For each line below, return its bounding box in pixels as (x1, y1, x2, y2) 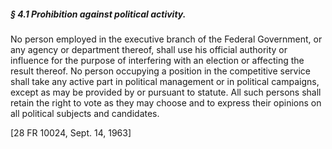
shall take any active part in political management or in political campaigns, (10, 75, 320, 87)
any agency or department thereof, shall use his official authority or (10, 43, 288, 55)
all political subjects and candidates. (10, 107, 160, 119)
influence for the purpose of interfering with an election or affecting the (10, 54, 305, 66)
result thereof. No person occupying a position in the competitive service (10, 65, 312, 77)
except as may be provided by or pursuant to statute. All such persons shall (10, 86, 322, 98)
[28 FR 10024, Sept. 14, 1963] (10, 126, 132, 139)
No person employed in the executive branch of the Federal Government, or (10, 33, 323, 45)
